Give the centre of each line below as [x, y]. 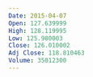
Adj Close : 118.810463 [46, 53]
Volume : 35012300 [38, 61]
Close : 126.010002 [39, 46]
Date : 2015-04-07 [38, 16]
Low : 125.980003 [36, 38]
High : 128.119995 [38, 30]
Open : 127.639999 [38, 23]
